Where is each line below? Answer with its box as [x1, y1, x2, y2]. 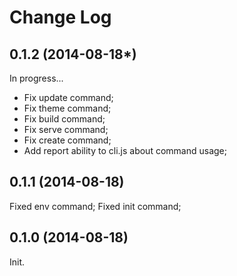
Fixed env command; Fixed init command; [9, 200, 182, 212]
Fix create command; [23, 134, 112, 146]
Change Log [9, 6, 112, 29]
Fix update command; [23, 92, 114, 103]
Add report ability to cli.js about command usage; [23, 145, 227, 156]
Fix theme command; [23, 102, 112, 114]
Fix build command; [23, 113, 106, 125]
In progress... [9, 72, 64, 84]
